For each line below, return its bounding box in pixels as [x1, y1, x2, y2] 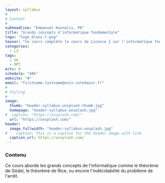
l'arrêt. [5, 173, 19, 179]
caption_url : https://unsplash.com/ [9, 135, 84, 140]
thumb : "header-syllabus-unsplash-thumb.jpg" [9, 103, 105, 108]
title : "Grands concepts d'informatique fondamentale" [5, 30, 120, 35]
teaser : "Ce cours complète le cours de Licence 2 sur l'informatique [5, 39, 153, 44]
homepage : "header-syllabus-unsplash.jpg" [9, 108, 98, 113]
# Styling [5, 90, 26, 94]
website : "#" [5, 76, 32, 81]
